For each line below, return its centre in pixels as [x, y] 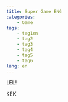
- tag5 [25, 55]
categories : [21, 17]
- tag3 [25, 45]
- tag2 [25, 39]
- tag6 [25, 60]
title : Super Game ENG [34, 11]
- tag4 [25, 50]
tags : [13, 28]
